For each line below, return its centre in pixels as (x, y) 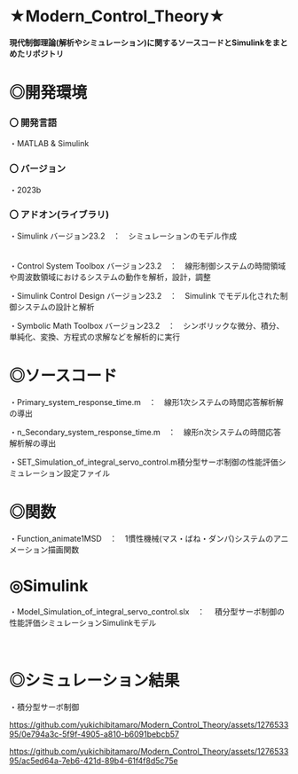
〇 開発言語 (33, 122)
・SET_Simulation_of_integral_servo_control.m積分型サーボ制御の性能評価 (144, 462)
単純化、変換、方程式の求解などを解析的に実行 (94, 336)
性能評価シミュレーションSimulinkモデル (83, 622)
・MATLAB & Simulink (49, 144)
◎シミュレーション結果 (94, 680)
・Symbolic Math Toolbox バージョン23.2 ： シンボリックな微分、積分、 (147, 325)
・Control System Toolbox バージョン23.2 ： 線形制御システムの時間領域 (148, 266)
